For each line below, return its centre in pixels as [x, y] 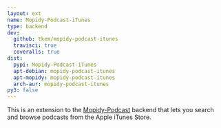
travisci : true [35, 45]
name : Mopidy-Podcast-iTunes [49, 20]
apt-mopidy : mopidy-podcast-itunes [64, 77]
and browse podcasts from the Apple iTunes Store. [79, 117]
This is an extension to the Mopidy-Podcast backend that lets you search [111, 110]
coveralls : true [36, 52]
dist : [15, 58]
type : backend [28, 26]
